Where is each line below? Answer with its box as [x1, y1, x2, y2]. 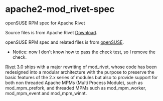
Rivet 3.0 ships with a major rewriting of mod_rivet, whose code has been [5, 64, 157, 70]
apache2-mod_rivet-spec [5, 3, 115, 15]
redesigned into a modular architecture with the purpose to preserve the [5, 69, 154, 75]
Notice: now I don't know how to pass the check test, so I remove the [12, 49, 155, 55]
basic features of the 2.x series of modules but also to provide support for [5, 74, 158, 80]
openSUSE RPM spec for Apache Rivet [5, 20, 85, 26]
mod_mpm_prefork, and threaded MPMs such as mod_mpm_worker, [5, 85, 146, 91]
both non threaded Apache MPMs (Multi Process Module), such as [5, 80, 143, 86]
